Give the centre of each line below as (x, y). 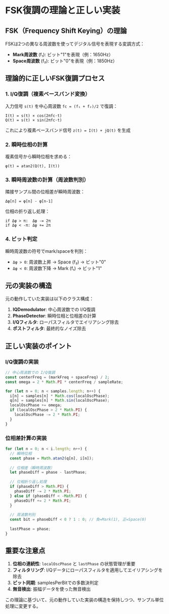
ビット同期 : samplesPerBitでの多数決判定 (55, 583)
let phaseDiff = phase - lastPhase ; (48, 472)
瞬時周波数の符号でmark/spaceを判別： (47, 251)
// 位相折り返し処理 (28, 482)
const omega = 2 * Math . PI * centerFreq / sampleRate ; (64, 382)
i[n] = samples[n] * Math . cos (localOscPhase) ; (60, 396)
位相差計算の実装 (26, 438)
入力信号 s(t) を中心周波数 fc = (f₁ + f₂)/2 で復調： (61, 106)
